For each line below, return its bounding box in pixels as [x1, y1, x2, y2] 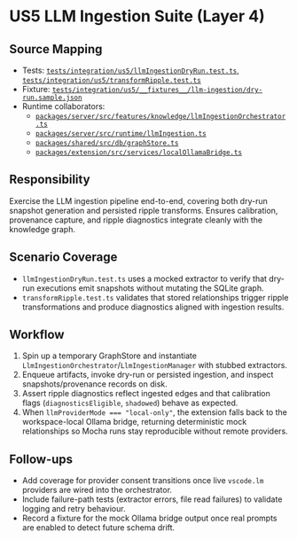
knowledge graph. [9, 223, 75, 234]
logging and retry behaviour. [21, 504, 126, 514]
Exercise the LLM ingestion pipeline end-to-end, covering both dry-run [9, 195, 268, 206]
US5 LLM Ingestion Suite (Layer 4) [9, 6, 266, 27]
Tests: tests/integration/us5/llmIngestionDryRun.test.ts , [21, 65, 239, 75]
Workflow [9, 327, 65, 342]
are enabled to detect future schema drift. [21, 522, 176, 533]
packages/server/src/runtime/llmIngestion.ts [35, 129, 207, 138]
